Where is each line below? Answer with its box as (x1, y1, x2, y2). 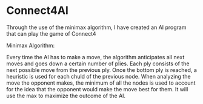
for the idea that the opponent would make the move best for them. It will (6, 85, 188, 93)
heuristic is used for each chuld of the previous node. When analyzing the (6, 73, 191, 80)
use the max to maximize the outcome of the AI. (6, 92, 126, 99)
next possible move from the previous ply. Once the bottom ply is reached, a (6, 66, 197, 73)
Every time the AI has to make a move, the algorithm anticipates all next (6, 53, 185, 60)
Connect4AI (6, 4, 68, 18)
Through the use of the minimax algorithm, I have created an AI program (6, 24, 187, 31)
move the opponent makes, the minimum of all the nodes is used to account (6, 79, 196, 86)
